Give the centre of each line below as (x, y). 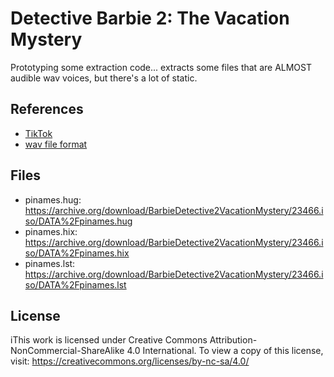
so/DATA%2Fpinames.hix (77, 253)
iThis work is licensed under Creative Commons (109, 340)
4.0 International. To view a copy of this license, (225, 351)
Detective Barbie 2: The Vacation (150, 18)
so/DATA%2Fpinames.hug (78, 221)
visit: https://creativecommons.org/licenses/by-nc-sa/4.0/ (130, 361)
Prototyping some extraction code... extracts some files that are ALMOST (161, 67)
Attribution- (233, 340)
